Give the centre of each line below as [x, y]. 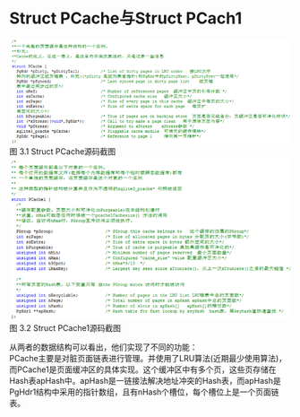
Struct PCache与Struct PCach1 [126, 18]
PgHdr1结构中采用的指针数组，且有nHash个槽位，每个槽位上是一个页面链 [144, 392]
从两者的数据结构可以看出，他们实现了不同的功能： [103, 347]
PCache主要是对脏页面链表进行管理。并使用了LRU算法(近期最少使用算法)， [148, 359]
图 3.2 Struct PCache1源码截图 [65, 328]
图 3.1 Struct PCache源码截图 [63, 152]
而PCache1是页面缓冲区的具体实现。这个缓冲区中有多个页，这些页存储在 [143, 369]
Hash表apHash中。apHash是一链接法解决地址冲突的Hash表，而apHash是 [145, 381]
